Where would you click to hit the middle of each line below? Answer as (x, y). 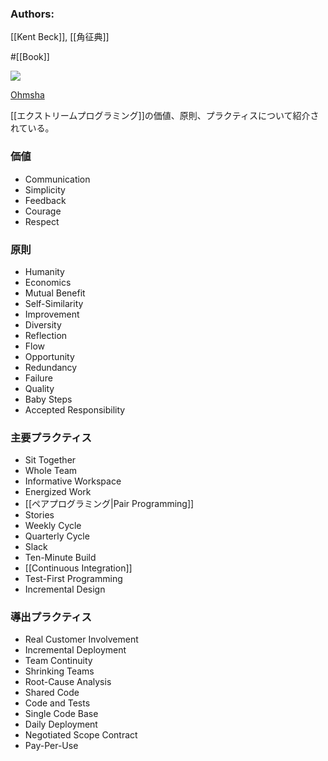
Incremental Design (65, 589)
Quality (39, 388)
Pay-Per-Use (51, 746)
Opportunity (49, 356)
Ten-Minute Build (60, 558)
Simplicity (45, 189)
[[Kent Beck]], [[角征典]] (60, 37)
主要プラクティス (51, 437)
